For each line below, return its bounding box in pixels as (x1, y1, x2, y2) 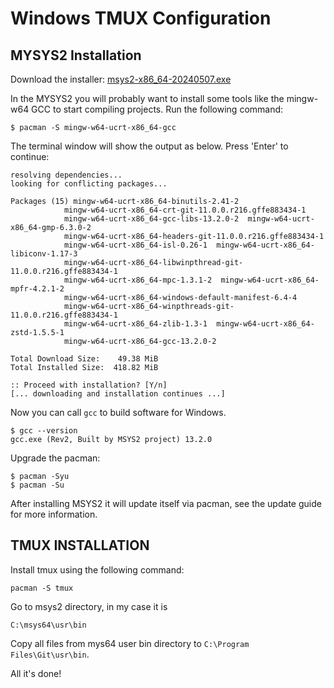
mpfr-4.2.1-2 (10, 284, 65, 294)
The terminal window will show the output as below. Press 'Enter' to (10, 140, 289, 152)
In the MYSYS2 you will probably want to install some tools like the (10, 93, 285, 104)
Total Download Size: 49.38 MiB (10, 354, 159, 364)
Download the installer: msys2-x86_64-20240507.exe (10, 73, 232, 85)
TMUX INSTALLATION (10, 537, 150, 554)
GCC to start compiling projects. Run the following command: (31, 103, 284, 115)
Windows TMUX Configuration (10, 7, 272, 30)
